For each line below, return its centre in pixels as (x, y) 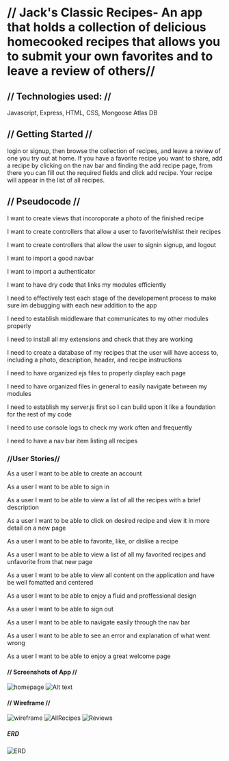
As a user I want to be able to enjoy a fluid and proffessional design (102, 596)
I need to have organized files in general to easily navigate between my (107, 386)
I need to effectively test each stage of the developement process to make (112, 298)
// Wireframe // (29, 703)
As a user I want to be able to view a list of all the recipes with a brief (104, 500)
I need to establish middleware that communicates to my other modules (108, 318)
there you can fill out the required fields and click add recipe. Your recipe (110, 172)
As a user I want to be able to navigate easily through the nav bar (99, 622)
